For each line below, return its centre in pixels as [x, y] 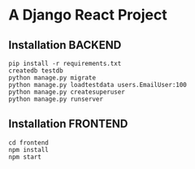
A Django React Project [88, 15]
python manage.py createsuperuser [67, 92]
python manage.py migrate [52, 78]
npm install [28, 149]
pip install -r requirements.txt [65, 63]
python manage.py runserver [56, 99]
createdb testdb [36, 71]
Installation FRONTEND [68, 124]
